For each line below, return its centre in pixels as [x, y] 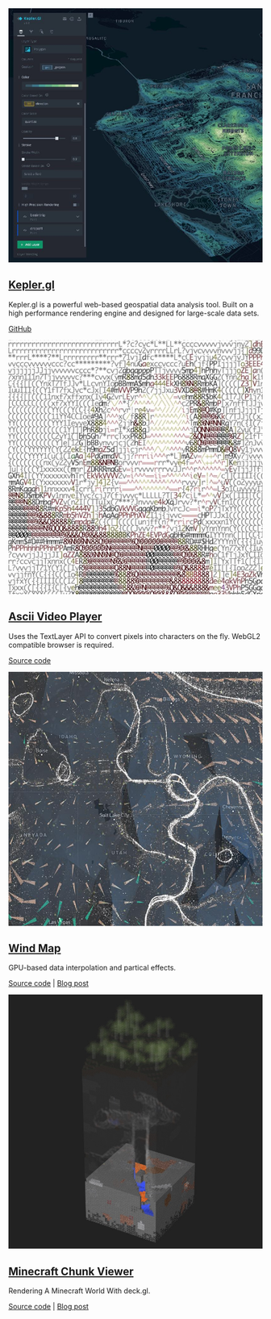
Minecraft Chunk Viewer [71, 1271]
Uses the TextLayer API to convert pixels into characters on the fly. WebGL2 [134, 636]
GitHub [20, 328]
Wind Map [35, 948]
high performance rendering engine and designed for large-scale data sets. [134, 313]
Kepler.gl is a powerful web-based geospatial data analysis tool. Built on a [131, 304]
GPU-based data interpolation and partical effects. [92, 968]
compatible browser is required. [61, 645]
